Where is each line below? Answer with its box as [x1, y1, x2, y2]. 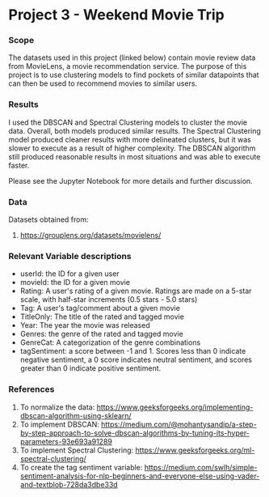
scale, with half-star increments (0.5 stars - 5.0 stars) [19, 295, 198, 304]
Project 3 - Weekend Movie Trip [8, 6, 225, 24]
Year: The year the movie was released [19, 321, 151, 330]
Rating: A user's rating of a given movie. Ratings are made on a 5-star [19, 286, 252, 296]
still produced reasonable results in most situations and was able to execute [8, 151, 261, 161]
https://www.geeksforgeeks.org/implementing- [96, 402, 254, 412]
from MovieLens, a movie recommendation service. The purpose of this [8, 62, 247, 71]
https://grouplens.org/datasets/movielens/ [19, 231, 162, 240]
